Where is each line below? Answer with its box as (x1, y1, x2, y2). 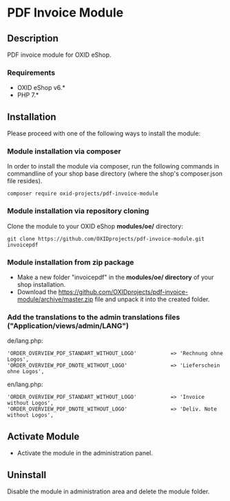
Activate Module (7, 431, 80, 442)
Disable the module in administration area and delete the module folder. (7, 487, 210, 495)
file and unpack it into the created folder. (94, 295, 210, 303)
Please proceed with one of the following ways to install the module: (7, 129, 201, 138)
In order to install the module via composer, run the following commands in (7, 162, 220, 171)
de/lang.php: (7, 337, 43, 345)
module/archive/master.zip (17, 295, 94, 303)
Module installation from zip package (7, 257, 134, 267)
